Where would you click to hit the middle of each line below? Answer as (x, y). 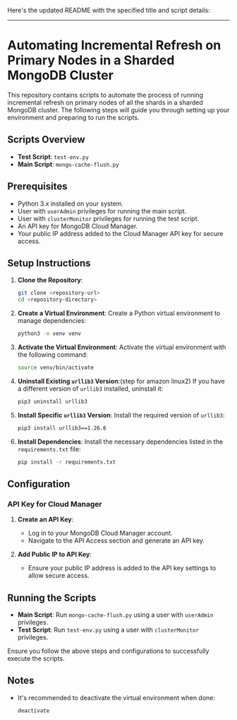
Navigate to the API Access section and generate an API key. (116, 541)
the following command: (53, 355)
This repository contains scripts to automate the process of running (105, 95)
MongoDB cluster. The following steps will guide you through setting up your (119, 110)
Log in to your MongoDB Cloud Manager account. (100, 533)
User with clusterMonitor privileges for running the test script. (108, 218)
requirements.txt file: (49, 449)
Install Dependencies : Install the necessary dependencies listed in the (120, 442)
